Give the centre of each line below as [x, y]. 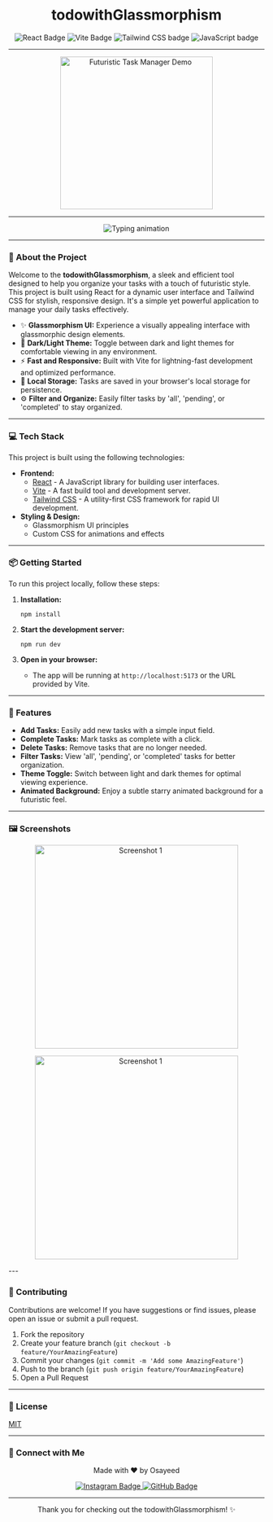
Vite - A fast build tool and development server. [111, 490]
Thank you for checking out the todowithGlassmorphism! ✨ [136, 1510]
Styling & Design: [50, 516]
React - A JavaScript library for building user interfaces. [126, 481]
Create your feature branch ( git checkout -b [95, 1343]
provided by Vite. [61, 684]
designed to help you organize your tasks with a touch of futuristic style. [130, 283]
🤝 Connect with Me [47, 1453]
